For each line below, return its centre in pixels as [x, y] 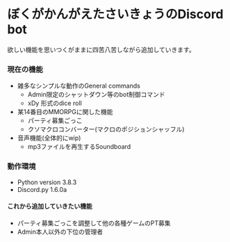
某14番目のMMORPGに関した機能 [65, 112]
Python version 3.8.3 [47, 182]
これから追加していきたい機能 [50, 207]
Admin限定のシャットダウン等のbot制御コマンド [96, 95]
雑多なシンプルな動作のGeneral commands [79, 86]
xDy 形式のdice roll [55, 103]
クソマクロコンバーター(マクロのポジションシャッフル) [106, 129]
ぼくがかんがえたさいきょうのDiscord [115, 14]
